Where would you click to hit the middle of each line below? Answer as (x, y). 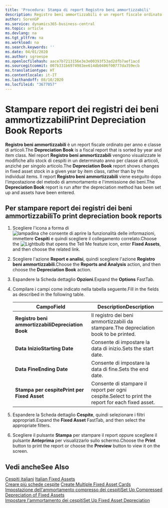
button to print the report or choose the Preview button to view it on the (86, 446)
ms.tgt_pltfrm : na (24, 38)
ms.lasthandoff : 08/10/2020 (34, 80)
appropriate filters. (31, 426)
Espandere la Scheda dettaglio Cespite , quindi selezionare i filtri (78, 415)
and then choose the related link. (46, 249)
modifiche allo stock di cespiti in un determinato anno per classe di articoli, (82, 160)
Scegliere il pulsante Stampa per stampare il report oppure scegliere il (85, 435)
